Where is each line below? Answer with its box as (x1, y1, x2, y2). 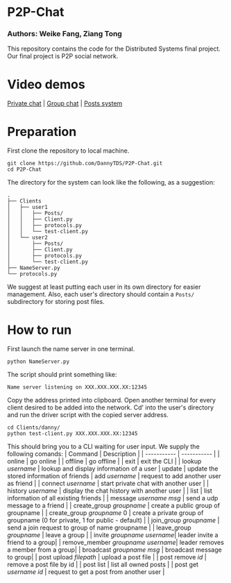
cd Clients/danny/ (7, 424, 60, 431)
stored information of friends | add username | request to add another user (7, 472, 221, 480)
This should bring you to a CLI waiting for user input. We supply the (7, 442, 200, 451)
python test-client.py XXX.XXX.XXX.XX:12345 (7, 430, 138, 437)
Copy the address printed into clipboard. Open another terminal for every (7, 396, 216, 405)
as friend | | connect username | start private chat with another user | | (7, 480, 209, 488)
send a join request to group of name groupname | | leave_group (7, 523, 192, 532)
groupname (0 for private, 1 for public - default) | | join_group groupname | (7, 516, 220, 525)
